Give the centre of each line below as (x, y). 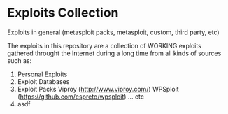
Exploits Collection (63, 13)
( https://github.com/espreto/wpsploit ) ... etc (81, 97)
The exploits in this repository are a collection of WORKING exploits (104, 45)
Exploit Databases (43, 81)
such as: (20, 60)
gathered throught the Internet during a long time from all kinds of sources (114, 53)
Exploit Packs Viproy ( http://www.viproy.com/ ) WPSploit (98, 89)
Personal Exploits (42, 74)
